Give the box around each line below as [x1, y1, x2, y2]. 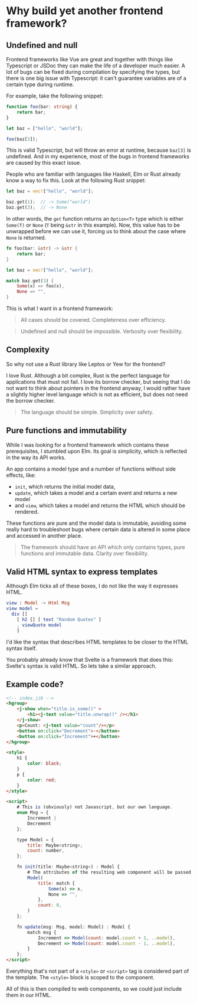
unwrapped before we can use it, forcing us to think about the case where [6, 228, 186, 234]
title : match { [37, 880, 75, 886]
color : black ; [27, 760, 62, 767]
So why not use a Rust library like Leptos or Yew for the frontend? [6, 360, 166, 367]
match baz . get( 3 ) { [6, 277, 54, 284]
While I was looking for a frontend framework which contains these [6, 441, 169, 448]
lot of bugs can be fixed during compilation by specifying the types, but [6, 68, 180, 75]
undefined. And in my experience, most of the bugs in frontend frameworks [6, 153, 190, 160]
